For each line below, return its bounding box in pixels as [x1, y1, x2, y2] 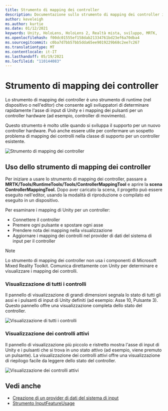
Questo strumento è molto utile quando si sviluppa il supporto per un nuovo [5, 122, 161, 128]
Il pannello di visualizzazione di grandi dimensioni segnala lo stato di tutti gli [5, 292, 161, 298]
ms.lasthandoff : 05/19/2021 [5, 54, 64, 59]
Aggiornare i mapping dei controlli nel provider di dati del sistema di [12, 233, 152, 239]
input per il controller [12, 238, 56, 244]
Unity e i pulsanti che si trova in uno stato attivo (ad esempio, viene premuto [5, 347, 162, 353]
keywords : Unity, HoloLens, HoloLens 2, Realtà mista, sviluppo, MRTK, [5, 31, 157, 36]
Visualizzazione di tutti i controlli [5, 280, 86, 287]
